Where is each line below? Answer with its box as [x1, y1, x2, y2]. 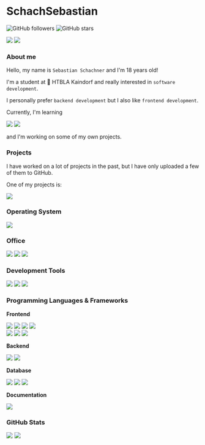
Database [6, 367, 32, 374]
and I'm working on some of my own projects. [6, 133, 122, 140]
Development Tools [6, 267, 65, 275]
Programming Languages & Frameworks [6, 296, 129, 305]
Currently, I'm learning [6, 108, 63, 116]
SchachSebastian [6, 4, 98, 18]
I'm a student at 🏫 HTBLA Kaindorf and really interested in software [6, 78, 176, 86]
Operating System [6, 207, 62, 216]
